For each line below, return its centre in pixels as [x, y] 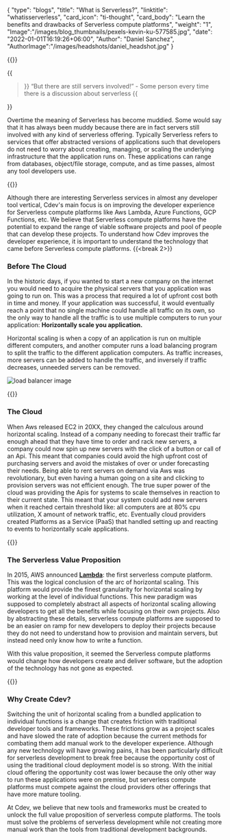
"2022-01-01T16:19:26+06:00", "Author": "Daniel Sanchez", [91, 39]
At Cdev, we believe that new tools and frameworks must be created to [107, 808]
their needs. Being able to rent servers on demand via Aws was [96, 470]
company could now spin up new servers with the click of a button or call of [114, 448]
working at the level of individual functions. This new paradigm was [102, 597]
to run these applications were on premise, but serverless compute [102, 780]
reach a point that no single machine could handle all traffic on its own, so [111, 311]
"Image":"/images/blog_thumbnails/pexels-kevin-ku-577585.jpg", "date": [110, 32]
